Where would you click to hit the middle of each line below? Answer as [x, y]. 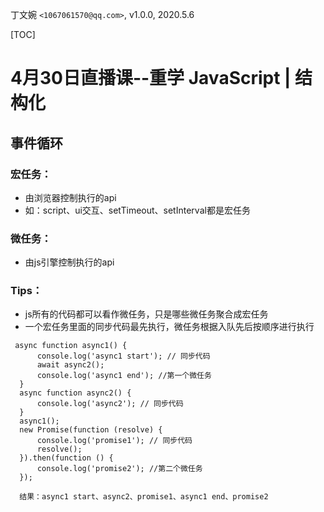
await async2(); [70, 365]
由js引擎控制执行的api [69, 262]
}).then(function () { [66, 458]
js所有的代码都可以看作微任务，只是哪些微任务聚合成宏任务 [146, 314]
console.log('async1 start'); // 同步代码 [123, 356]
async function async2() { [75, 393]
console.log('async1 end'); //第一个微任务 [124, 376]
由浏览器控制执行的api [70, 197]
